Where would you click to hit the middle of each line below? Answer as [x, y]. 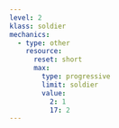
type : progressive [76, 77]
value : [54, 93]
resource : [44, 51]
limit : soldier [70, 85]
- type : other [44, 43]
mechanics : [30, 34]
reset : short [58, 59]
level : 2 [26, 18]
